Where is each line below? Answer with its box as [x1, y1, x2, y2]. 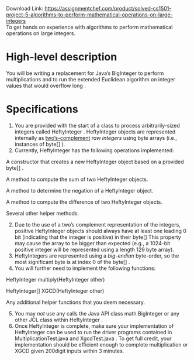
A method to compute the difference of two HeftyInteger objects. [6, 198, 162, 205]
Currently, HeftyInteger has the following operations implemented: [14, 146, 174, 154]
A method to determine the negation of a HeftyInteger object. [6, 187, 154, 194]
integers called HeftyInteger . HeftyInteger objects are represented [14, 128, 176, 135]
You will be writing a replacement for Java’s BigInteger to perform [6, 70, 164, 77]
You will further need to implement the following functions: [14, 265, 156, 272]
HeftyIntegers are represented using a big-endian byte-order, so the [14, 252, 179, 259]
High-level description [6, 50, 117, 64]
